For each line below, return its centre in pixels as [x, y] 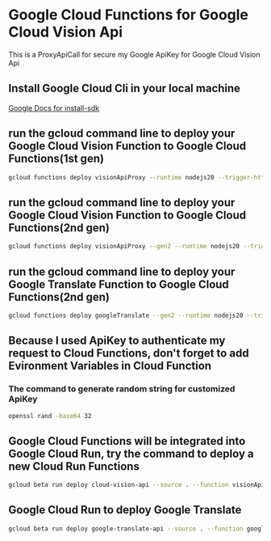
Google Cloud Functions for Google [128, 15]
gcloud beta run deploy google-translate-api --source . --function [126, 528]
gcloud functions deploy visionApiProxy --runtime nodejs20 [112, 177]
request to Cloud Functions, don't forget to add [129, 353]
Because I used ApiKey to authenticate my [117, 341]
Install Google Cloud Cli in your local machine [124, 89]
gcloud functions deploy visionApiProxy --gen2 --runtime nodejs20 [124, 247]
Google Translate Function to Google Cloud [119, 284]
